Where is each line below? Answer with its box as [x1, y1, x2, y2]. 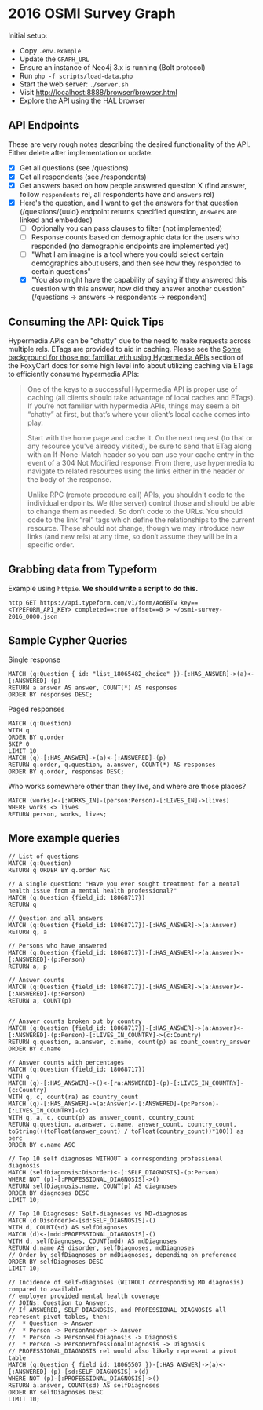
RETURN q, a [8, 928, 47, 936]
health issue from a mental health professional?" [8, 886, 177, 895]
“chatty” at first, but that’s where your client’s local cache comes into [27, 410, 250, 419]
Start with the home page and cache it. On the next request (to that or [27, 433, 254, 443]
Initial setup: [8, 31, 48, 40]
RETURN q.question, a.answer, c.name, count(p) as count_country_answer [8, 1038, 251, 1046]
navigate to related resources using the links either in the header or [27, 466, 245, 476]
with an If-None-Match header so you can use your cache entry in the [27, 450, 254, 459]
